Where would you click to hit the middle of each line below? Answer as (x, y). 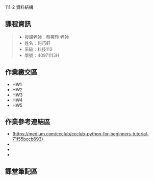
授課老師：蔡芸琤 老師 (47, 37)
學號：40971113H (42, 55)
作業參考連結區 (28, 122)
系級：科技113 (38, 49)
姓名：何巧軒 (37, 43)
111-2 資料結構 (19, 7)
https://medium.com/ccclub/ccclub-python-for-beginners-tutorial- (81, 134)
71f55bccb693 (27, 139)
